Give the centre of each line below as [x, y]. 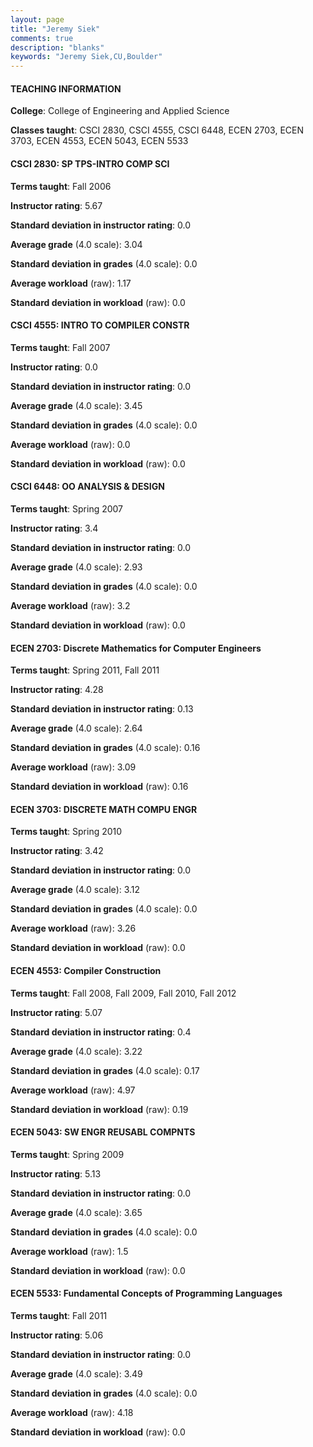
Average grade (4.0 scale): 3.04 [76, 244]
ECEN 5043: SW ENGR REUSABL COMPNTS [103, 1132]
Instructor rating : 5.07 [56, 1012]
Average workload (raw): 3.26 [73, 928]
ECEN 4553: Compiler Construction [86, 970]
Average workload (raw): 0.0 [70, 444]
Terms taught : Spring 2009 [67, 1154]
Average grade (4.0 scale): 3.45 [76, 405]
